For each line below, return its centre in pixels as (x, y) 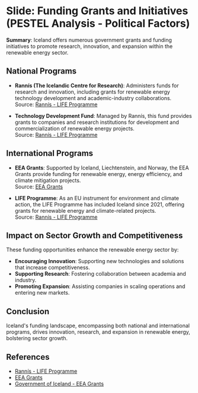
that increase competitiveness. (52, 267)
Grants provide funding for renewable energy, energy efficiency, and (98, 174)
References (28, 357)
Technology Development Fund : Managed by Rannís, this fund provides (103, 116)
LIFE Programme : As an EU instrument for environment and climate (97, 198)
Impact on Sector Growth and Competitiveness (95, 235)
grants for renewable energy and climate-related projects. (85, 210)
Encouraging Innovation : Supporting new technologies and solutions (99, 261)
